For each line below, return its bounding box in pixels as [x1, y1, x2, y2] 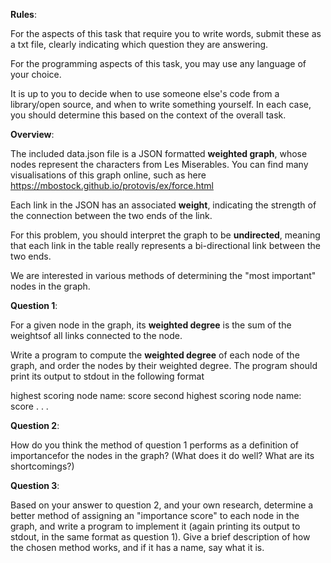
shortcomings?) [10, 460, 75, 472]
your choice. [10, 69, 62, 80]
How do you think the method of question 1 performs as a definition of [10, 439, 300, 451]
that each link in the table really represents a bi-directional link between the [10, 240, 321, 251]
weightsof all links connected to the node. [10, 330, 183, 341]
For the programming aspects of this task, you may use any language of [10, 58, 307, 69]
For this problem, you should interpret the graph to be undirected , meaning [10, 229, 321, 241]
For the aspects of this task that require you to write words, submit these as [10, 28, 322, 39]
